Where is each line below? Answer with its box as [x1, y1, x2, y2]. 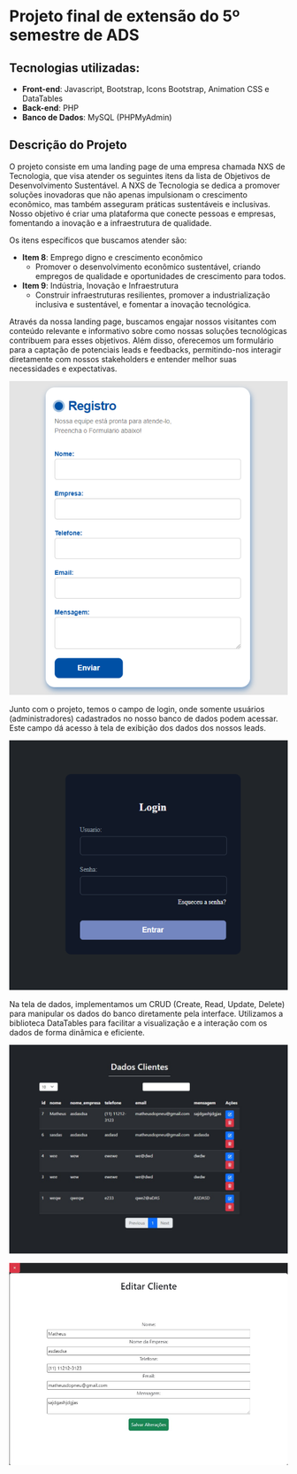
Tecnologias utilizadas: [9, 60, 140, 75]
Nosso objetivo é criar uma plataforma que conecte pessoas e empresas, [9, 208, 277, 219]
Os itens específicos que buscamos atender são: [9, 235, 187, 245]
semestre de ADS [9, 25, 140, 45]
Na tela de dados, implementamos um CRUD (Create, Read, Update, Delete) [9, 999, 286, 1010]
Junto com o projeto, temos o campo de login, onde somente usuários [9, 704, 265, 715]
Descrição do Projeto [9, 137, 127, 152]
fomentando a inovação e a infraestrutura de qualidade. [9, 217, 212, 228]
